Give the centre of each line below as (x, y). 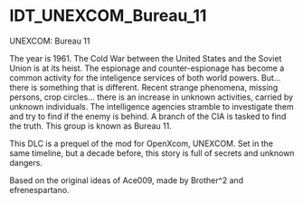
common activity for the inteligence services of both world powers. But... (145, 77)
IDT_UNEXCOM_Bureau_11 (108, 16)
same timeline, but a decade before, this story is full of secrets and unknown (152, 153)
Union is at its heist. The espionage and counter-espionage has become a (147, 68)
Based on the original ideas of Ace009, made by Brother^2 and (127, 180)
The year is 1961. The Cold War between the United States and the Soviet (146, 58)
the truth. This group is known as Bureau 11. (90, 126)
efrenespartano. (39, 189)
